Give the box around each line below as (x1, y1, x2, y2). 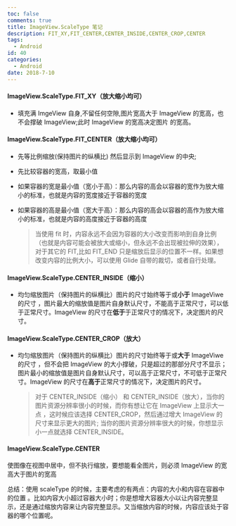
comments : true (7, 17, 52, 24)
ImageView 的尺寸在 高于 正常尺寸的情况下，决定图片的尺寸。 (29, 377, 206, 386)
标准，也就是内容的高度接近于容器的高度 (29, 214, 147, 223)
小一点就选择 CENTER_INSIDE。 (34, 427, 128, 437)
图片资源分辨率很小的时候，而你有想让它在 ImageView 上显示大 (34, 401, 218, 410)
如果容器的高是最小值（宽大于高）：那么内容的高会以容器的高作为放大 (17, 206, 218, 214)
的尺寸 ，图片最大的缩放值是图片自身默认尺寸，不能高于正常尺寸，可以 (17, 299, 223, 308)
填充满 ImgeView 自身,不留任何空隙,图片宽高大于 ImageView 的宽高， (17, 108, 218, 117)
